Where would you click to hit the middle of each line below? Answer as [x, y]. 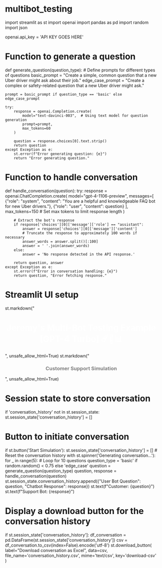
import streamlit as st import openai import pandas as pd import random [77, 22]
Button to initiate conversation [67, 437]
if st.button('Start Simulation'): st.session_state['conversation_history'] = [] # [81, 450]
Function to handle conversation [71, 177]
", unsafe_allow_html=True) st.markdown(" [47, 356]
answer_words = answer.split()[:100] [60, 241]
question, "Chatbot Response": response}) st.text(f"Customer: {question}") [80, 486]
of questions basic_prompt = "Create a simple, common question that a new [81, 75]
